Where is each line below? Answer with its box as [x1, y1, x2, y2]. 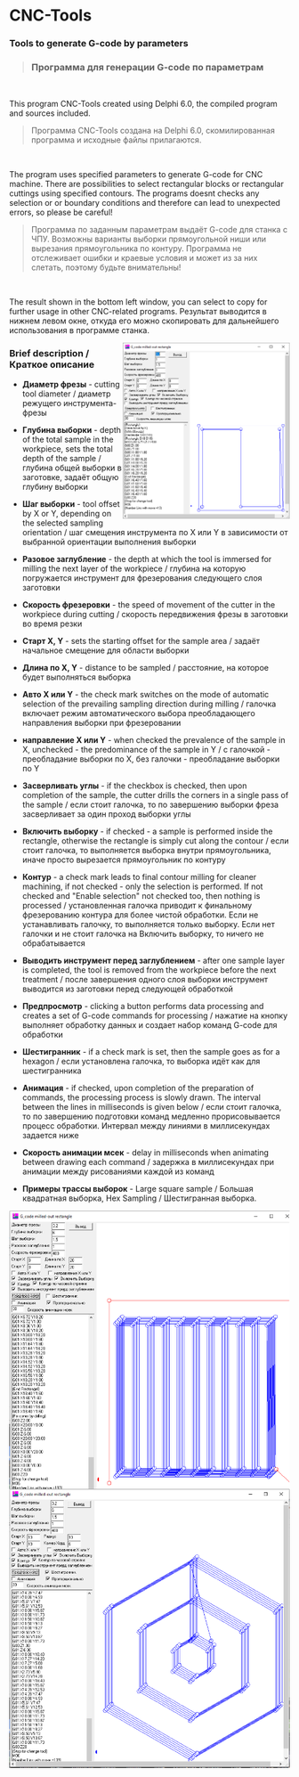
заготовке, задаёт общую [21, 471, 119, 482]
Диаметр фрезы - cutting [21, 379, 120, 389]
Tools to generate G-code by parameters [9, 37, 189, 50]
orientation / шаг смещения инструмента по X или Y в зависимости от [21, 526, 288, 537]
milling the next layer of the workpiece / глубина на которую [21, 563, 246, 574]
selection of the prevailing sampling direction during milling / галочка [21, 698, 277, 709]
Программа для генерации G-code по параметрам [30, 61, 264, 74]
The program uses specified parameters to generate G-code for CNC [9, 169, 263, 180]
